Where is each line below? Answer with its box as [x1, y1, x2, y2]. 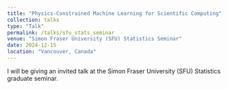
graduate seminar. [7, 74, 58, 82]
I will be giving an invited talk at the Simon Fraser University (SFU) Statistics [7, 66, 221, 75]
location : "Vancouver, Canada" [7, 49, 97, 55]
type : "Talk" [7, 23, 45, 29]
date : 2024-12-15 [7, 42, 57, 49]
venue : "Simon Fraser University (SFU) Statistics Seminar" [7, 36, 183, 42]
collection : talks [7, 16, 60, 23]
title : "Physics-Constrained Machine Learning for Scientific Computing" [7, 10, 223, 17]
